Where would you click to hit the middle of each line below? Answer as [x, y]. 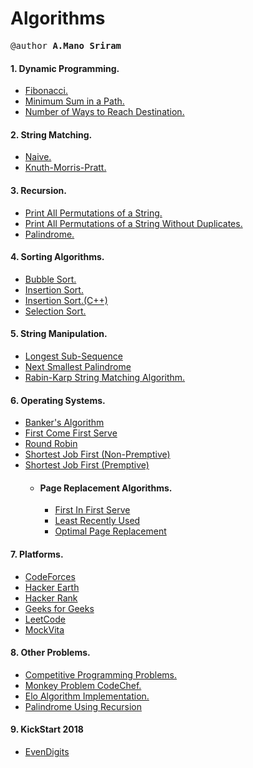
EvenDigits [47, 751]
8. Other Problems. [50, 653]
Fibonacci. [46, 91]
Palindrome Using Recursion [83, 706]
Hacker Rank [51, 598]
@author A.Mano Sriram [66, 45]
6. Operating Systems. [58, 400]
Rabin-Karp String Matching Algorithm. [105, 377]
